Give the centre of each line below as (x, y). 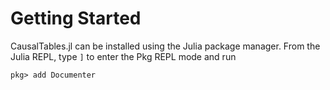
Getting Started (76, 18)
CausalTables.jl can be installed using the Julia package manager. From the (165, 46)
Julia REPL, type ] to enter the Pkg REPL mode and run (123, 56)
